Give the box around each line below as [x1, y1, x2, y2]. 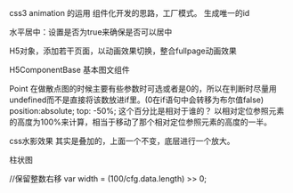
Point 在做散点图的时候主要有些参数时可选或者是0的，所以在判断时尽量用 [9, 84, 278, 93]
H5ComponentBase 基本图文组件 [9, 65, 131, 75]
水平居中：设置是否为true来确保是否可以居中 [9, 27, 173, 37]
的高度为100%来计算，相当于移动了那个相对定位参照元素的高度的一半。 [9, 117, 273, 127]
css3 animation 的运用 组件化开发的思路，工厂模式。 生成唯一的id [9, 8, 250, 18]
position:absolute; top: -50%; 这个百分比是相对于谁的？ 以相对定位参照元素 [9, 106, 285, 116]
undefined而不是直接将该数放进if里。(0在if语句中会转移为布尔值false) [9, 94, 265, 105]
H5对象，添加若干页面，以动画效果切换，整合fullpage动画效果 [9, 45, 238, 56]
